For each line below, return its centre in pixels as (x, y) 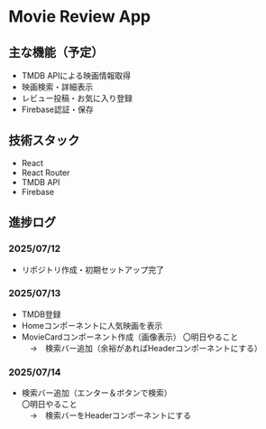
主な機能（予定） (56, 52)
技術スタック (44, 140)
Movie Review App (79, 17)
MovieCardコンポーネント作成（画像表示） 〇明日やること (130, 337)
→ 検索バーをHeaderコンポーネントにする (110, 415)
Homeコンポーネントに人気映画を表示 (92, 325)
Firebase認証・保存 (57, 109)
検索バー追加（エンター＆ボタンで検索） (96, 393)
